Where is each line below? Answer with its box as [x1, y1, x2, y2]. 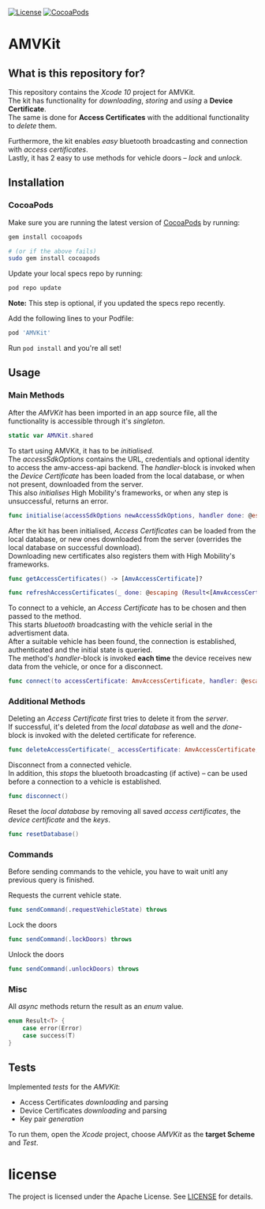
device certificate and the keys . [8, 815, 110, 825]
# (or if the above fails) [8, 247, 97, 255]
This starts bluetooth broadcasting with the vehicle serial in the [8, 620, 213, 630]
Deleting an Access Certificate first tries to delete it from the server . [8, 714, 229, 723]
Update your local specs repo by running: [8, 269, 144, 278]
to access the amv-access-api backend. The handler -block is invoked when [8, 462, 256, 472]
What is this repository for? [8, 66, 146, 80]
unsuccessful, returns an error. [8, 496, 109, 506]
